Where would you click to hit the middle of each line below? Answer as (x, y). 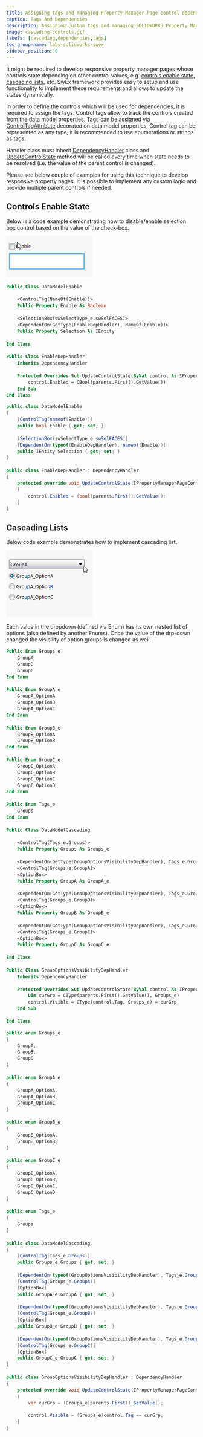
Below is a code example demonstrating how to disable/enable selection (96, 221)
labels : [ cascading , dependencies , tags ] (56, 38)
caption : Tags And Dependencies (47, 19)
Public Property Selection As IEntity (66, 331)
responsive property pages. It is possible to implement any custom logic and (101, 181)
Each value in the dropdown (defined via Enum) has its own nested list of (97, 627)
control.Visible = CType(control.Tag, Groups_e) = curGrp (102, 1002)
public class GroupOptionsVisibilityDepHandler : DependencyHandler (94, 1377)
